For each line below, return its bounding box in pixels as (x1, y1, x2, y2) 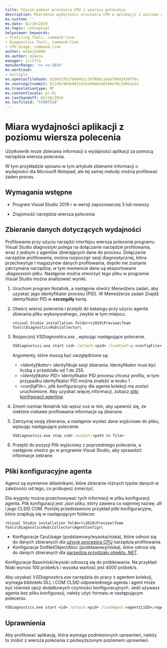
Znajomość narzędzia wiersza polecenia (12, 211, 95, 217)
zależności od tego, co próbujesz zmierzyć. (5, 486, 94, 492)
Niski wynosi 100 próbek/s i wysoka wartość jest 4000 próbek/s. (5, 564, 138, 570)
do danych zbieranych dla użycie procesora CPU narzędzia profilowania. (12, 539, 162, 545)
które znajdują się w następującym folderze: (5, 511, 95, 517)
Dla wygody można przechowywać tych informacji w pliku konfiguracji (5, 495, 150, 501)
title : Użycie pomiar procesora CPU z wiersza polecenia (5, 7, 126, 12)
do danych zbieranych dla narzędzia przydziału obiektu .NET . (12, 549, 138, 555)
